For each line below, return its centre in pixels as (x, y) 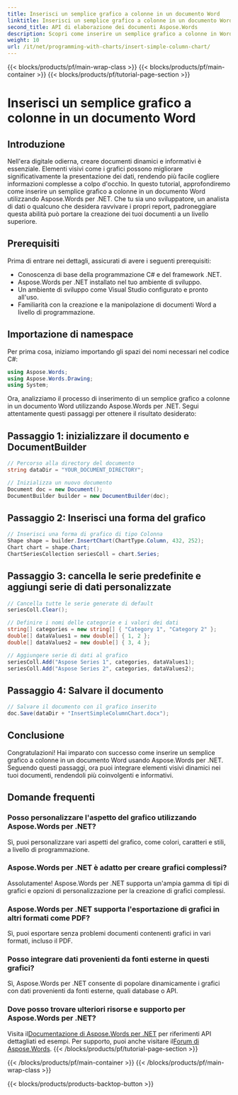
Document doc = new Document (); (55, 489)
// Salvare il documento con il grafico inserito (82, 707)
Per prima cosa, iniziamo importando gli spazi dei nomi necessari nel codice (118, 351)
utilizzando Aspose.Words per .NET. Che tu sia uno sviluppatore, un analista (118, 199)
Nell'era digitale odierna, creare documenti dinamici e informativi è (104, 161)
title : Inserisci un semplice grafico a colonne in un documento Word (114, 14)
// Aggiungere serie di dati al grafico (68, 655)
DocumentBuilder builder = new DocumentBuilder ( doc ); (89, 496)
